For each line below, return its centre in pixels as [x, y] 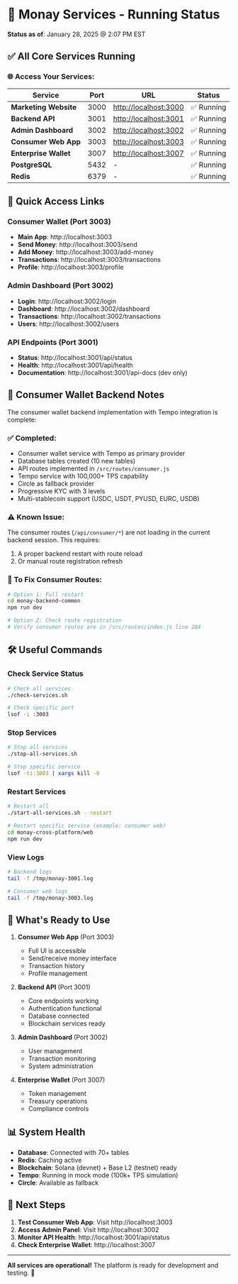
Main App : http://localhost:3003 [64, 237]
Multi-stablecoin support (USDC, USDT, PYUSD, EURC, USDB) [108, 499]
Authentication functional [65, 1009]
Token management [57, 1094]
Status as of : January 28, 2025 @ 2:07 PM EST [76, 34]
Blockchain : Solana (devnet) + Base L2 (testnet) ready [97, 1168]
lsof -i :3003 [28, 715]
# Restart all [28, 806]
